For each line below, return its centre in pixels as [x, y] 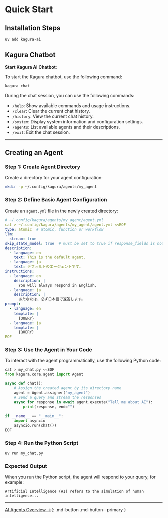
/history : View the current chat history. [53, 116]
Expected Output [26, 466]
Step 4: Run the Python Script [42, 443]
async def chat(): [24, 384]
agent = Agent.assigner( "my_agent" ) [52, 393]
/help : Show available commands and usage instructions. [71, 105]
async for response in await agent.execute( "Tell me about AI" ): [84, 402]
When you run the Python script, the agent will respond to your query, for [80, 477]
